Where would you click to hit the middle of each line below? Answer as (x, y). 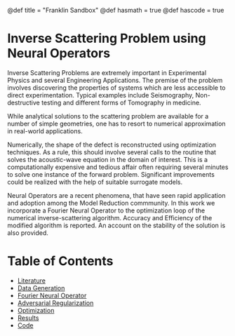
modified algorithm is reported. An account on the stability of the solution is (116, 225)
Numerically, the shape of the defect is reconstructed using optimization (112, 145)
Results (28, 318)
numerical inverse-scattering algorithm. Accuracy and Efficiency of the (110, 217)
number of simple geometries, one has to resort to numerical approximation (116, 123)
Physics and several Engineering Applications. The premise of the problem (115, 80)
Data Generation (41, 288)
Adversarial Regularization (55, 303)
